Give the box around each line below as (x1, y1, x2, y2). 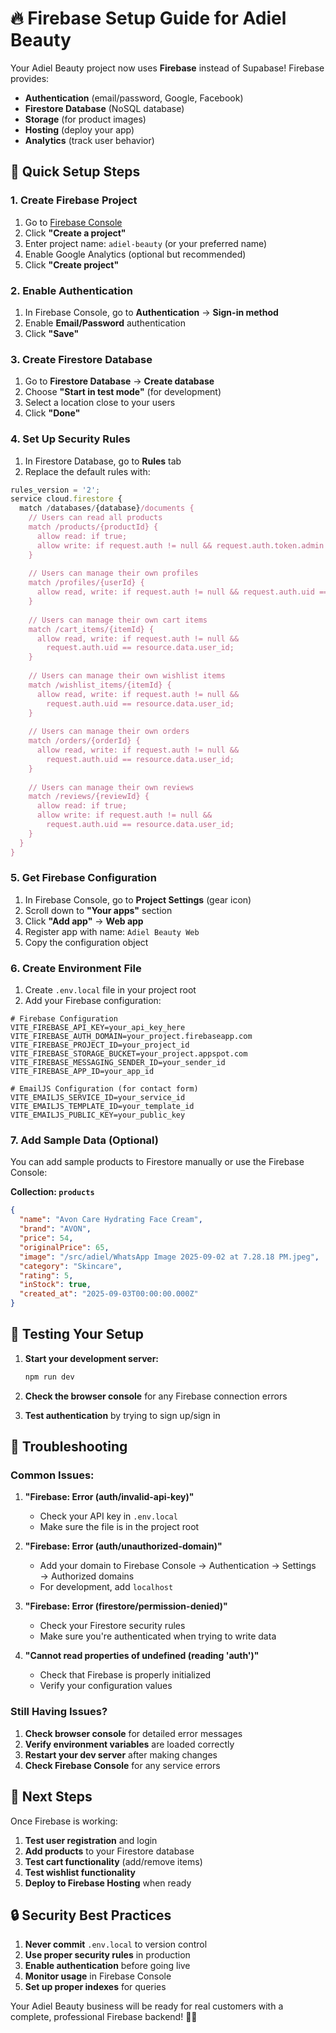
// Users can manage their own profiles (28, 568, 199, 579)
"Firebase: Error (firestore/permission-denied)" (24, 1600, 228, 1612)
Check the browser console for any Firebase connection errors (24, 1390, 288, 1402)
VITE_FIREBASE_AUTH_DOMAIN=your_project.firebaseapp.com (10, 1032, 253, 1042)
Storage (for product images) (24, 113, 147, 125)
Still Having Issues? (10, 1705, 108, 1719)
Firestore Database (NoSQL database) (24, 102, 185, 114)
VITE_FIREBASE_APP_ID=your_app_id (10, 1067, 155, 1077)
